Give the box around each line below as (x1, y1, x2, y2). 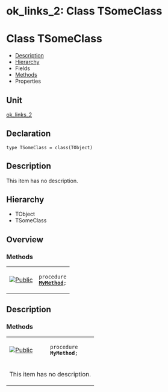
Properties (14, 77, 41, 85)
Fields (14, 65, 30, 72)
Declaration (6, 129, 51, 139)
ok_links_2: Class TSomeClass (6, 4, 163, 18)
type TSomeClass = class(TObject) (6, 144, 93, 150)
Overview (6, 234, 44, 245)
